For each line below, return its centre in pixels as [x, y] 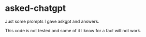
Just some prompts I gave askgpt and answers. [52, 21]
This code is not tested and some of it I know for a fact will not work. [73, 30]
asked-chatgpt [36, 8]
